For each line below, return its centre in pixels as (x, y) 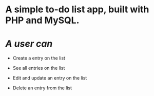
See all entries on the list (39, 68)
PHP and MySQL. (42, 20)
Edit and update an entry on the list (50, 78)
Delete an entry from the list (42, 88)
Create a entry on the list (39, 58)
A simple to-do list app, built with (77, 9)
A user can (29, 44)
